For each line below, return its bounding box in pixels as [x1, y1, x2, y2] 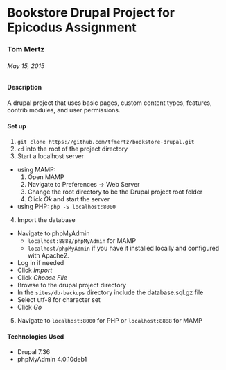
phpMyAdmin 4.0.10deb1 [17, 355, 87, 364]
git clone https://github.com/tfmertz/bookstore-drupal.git [17, 139, 195, 146]
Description [7, 83, 42, 92]
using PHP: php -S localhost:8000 [17, 203, 116, 211]
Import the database [17, 216, 76, 224]
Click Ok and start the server [27, 195, 110, 203]
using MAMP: [17, 165, 56, 174]
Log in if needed [17, 259, 64, 267]
